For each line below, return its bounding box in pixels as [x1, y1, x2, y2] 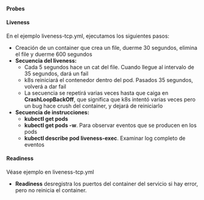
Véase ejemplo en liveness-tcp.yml [6, 168, 94, 176]
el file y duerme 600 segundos [15, 50, 93, 58]
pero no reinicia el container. [15, 187, 87, 194]
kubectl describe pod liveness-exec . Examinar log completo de [24, 134, 186, 142]
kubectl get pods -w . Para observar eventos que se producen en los [24, 122, 197, 129]
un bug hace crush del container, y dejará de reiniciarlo [24, 102, 163, 109]
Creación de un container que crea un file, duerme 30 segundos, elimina [15, 44, 198, 51]
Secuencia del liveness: [15, 57, 77, 64]
